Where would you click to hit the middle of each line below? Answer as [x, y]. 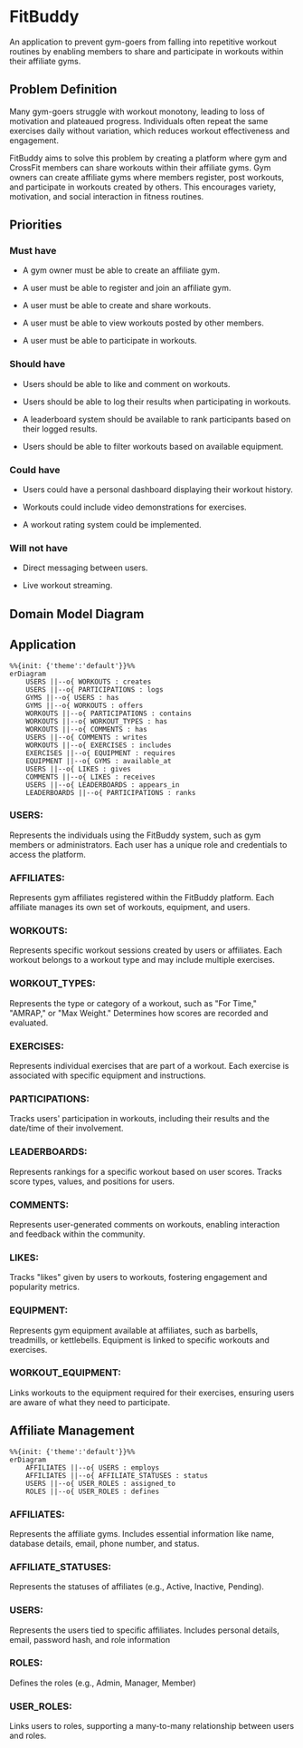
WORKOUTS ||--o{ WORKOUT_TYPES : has [97, 721]
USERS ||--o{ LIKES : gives [78, 769]
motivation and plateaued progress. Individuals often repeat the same [139, 121]
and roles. [28, 1736]
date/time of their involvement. [66, 1128]
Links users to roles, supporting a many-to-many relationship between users [152, 1726]
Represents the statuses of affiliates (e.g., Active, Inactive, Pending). [137, 1587]
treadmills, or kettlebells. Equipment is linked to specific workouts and [139, 1340]
